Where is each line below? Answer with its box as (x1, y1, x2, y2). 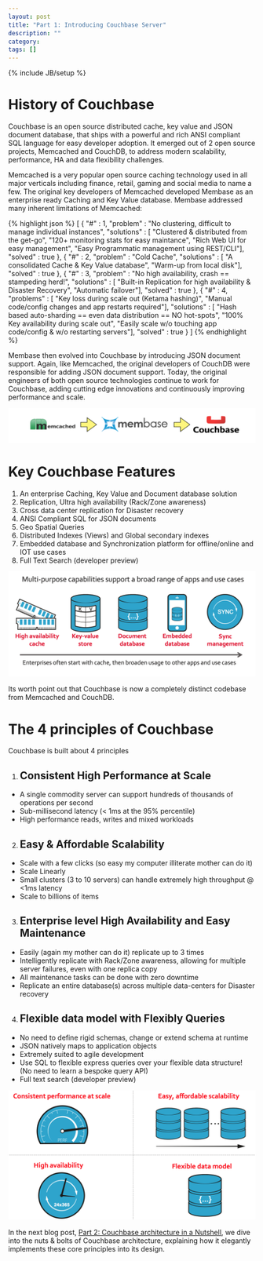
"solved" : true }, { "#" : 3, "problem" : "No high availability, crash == (8, 269, 229, 279)
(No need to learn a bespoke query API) (19, 1066, 149, 1075)
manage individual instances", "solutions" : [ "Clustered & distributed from (8, 228, 247, 237)
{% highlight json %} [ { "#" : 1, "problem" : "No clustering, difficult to (8, 219, 232, 228)
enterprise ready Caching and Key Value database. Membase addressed (8, 195, 243, 205)
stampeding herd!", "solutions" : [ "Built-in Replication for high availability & (8, 277, 251, 286)
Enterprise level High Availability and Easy (19, 914, 231, 928)
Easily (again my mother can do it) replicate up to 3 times (19, 947, 205, 957)
